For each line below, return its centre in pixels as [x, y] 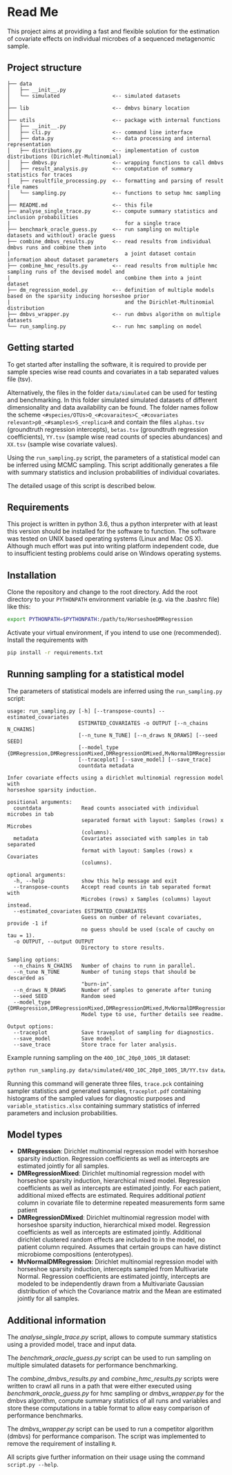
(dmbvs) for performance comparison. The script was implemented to [106, 1436]
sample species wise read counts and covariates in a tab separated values [113, 372]
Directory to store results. [123, 948]
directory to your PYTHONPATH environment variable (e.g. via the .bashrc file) [113, 600]
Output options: [30, 1027]
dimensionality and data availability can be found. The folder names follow [113, 407]
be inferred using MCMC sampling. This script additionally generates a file [113, 464]
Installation [32, 575]
